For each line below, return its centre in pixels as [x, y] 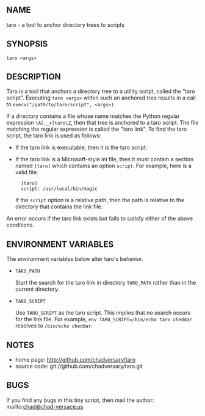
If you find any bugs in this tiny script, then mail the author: [80, 400]
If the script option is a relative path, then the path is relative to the [100, 200]
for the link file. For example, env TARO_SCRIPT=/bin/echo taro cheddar [103, 319]
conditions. [20, 225]
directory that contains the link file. [59, 206]
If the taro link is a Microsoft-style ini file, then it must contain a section [104, 159]
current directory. [37, 289]
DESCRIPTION [34, 77]
